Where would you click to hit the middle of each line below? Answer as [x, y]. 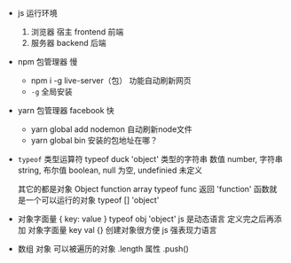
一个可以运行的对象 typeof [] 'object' [92, 200]
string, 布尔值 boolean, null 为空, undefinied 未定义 [110, 170]
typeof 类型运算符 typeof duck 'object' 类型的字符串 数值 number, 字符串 [150, 159]
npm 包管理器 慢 [47, 62]
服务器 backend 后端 [68, 43]
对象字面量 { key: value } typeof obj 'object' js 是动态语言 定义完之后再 [146, 219]
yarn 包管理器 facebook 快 [66, 110]
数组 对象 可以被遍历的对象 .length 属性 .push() [103, 249]
